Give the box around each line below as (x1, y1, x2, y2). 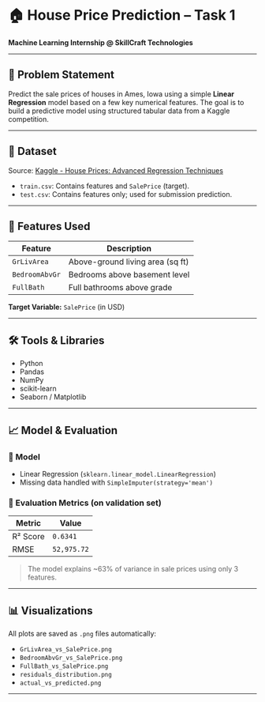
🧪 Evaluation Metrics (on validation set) (8, 497, 162, 508)
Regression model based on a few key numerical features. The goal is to (8, 97, 244, 107)
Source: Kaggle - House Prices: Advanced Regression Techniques (8, 165, 223, 175)
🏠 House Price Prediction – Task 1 (8, 6, 236, 25)
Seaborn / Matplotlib (19, 392, 87, 402)
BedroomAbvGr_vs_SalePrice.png (19, 654, 123, 662)
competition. (8, 114, 50, 123)
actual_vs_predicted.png (19, 679, 102, 687)
